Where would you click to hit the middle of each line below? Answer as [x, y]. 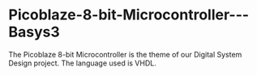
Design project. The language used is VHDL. [82, 63]
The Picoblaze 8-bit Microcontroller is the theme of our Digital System [125, 54]
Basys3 [34, 32]
